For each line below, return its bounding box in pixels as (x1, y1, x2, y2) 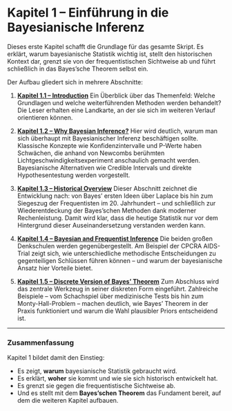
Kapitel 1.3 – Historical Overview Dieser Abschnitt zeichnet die (17, 184, 197, 192)
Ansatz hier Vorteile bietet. (17, 264, 93, 272)
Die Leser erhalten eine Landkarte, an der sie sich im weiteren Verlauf (17, 106, 216, 114)
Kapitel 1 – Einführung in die (7, 5, 169, 21)
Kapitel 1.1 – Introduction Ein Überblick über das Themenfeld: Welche (17, 91, 215, 100)
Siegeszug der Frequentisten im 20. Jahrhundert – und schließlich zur (17, 199, 216, 207)
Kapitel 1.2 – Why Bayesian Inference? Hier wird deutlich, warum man (17, 127, 218, 135)
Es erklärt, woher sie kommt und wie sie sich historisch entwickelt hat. (17, 374, 218, 383)
